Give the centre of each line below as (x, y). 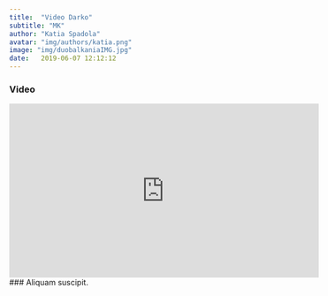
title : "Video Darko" (51, 17)
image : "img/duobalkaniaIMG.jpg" (71, 50)
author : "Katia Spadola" (55, 34)
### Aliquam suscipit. (49, 283)
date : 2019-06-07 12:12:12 (63, 58)
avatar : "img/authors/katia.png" (71, 42)
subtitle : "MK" (37, 26)
